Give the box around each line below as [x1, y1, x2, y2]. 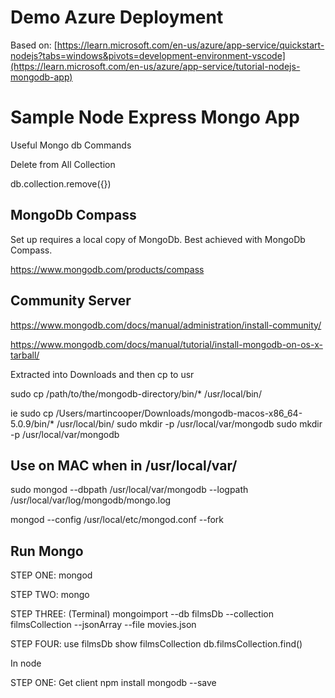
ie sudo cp [10, 407, 54, 419]
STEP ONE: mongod [10, 569, 93, 581]
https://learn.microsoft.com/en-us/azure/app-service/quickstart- [56, 39, 325, 51]
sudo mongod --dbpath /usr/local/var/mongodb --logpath [10, 484, 249, 496]
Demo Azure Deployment [10, 6, 224, 29]
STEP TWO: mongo [10, 589, 90, 601]
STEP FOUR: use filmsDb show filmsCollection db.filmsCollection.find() [10, 638, 303, 650]
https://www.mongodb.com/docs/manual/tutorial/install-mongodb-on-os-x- [10, 338, 323, 350]
